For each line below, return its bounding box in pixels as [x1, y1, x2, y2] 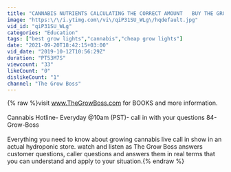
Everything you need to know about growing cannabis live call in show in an [7, 135, 222, 144]
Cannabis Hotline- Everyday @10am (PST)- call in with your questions [7, 114, 205, 122]
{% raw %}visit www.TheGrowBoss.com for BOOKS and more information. [7, 99, 218, 107]
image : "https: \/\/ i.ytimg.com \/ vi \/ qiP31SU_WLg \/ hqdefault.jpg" [7, 16, 198, 23]
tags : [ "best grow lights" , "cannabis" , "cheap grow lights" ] [7, 36, 184, 42]
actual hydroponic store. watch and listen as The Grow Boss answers [7, 143, 203, 151]
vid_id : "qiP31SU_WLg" [7, 23, 72, 29]
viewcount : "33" [7, 61, 54, 68]
